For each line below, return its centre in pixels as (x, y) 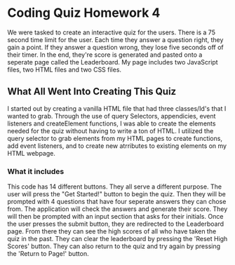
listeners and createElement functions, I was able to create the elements (112, 123)
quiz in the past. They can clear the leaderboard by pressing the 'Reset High (117, 239)
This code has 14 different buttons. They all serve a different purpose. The (115, 186)
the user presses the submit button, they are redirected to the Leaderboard (116, 224)
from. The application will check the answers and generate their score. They (117, 209)
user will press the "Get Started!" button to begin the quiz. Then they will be (116, 194)
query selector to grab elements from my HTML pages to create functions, (115, 138)
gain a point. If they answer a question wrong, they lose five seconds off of (115, 47)
